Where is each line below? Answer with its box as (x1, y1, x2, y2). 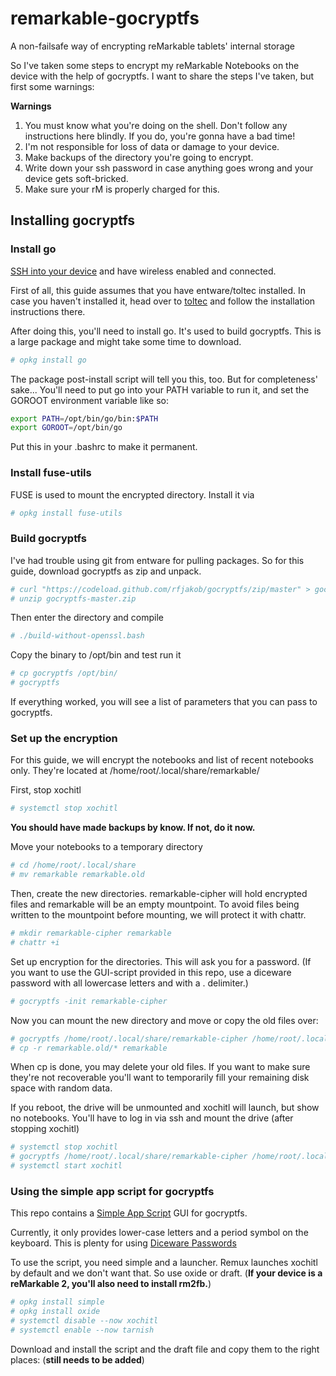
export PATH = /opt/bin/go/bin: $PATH (10, 413, 159, 424)
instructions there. (10, 305, 86, 317)
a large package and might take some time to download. (10, 335, 242, 347)
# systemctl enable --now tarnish (10, 1325, 155, 1335)
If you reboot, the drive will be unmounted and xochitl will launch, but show (10, 1102, 320, 1114)
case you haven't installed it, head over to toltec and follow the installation (10, 295, 316, 307)
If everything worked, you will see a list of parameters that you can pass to (10, 696, 318, 708)
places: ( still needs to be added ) (10, 1353, 145, 1366)
